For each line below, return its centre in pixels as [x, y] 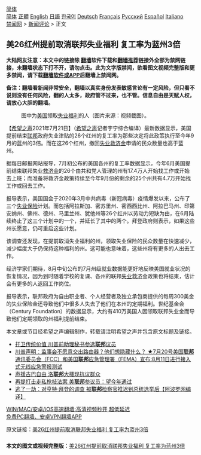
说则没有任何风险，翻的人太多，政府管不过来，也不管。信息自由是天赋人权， [100, 95]
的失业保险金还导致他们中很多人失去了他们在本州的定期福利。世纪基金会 [95, 304]
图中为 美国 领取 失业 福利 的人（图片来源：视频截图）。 [85, 115]
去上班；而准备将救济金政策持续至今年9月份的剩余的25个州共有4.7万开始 [96, 178]
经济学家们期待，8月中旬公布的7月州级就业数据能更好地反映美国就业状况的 [98, 268]
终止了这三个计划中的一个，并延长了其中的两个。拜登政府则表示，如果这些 [103, 221]
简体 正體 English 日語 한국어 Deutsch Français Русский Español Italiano [95, 16]
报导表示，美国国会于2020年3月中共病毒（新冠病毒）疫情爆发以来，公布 [96, 198]
